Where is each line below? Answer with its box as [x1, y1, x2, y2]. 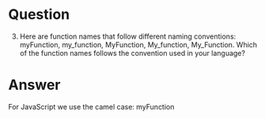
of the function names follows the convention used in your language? [19, 48, 245, 58]
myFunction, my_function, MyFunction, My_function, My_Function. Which [19, 39, 258, 49]
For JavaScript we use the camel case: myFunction [8, 102, 175, 111]
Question [8, 6, 70, 24]
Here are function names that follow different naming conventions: [19, 32, 237, 41]
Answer [8, 76, 61, 94]
